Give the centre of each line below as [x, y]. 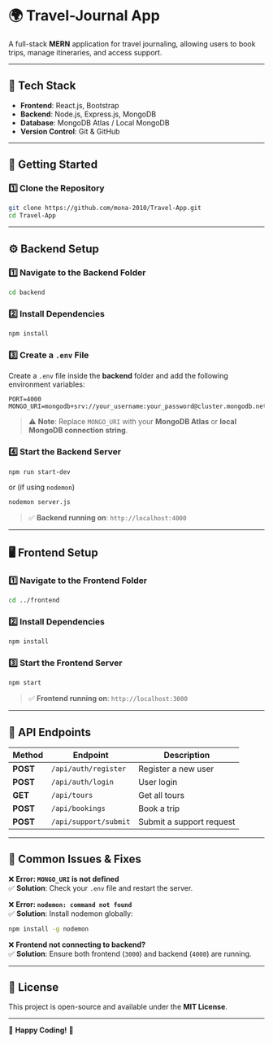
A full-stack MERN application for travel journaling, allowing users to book [132, 44]
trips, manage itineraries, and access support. [85, 52]
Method [28, 755]
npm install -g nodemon [49, 929]
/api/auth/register [89, 769]
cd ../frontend [34, 600]
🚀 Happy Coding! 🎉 [41, 1030]
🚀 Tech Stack [42, 86]
